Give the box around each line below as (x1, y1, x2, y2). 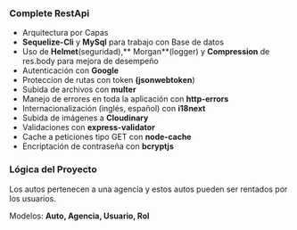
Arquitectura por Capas (21, 28, 109, 38)
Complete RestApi (9, 7, 90, 20)
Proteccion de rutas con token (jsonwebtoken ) (21, 75, 195, 86)
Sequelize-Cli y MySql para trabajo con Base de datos (21, 37, 225, 47)
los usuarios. (9, 193, 56, 203)
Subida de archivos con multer (21, 84, 136, 95)
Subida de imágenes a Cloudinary (21, 112, 149, 123)
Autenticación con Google (21, 65, 119, 76)
